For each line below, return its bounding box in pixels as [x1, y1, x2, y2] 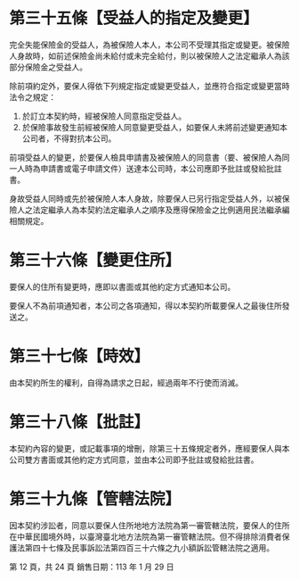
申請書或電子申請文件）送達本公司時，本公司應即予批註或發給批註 [39, 162, 282, 174]
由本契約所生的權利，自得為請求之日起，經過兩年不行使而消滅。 [9, 377, 243, 388]
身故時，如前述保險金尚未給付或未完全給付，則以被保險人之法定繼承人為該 [16, 50, 290, 61]
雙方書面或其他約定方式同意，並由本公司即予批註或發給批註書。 [24, 454, 259, 465]
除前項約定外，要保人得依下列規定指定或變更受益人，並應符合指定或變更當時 [9, 80, 290, 91]
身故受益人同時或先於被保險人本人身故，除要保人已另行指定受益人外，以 [9, 193, 274, 203]
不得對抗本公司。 [53, 133, 117, 144]
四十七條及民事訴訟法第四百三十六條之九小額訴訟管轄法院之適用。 [32, 542, 274, 553]
